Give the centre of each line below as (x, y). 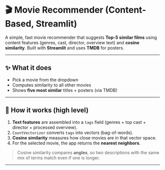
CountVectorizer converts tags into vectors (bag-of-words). (73, 132)
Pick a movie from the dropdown (45, 80)
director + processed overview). (45, 127)
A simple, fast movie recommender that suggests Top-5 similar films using (81, 37)
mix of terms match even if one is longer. (58, 158)
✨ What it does (28, 68)
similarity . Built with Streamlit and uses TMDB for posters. (65, 48)
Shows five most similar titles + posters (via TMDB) (65, 90)
